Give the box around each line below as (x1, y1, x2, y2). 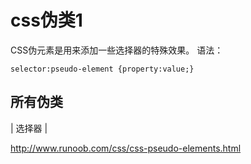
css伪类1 (10, 9, 83, 32)
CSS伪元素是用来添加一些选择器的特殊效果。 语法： (10, 44, 224, 56)
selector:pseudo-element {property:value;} (10, 64, 195, 74)
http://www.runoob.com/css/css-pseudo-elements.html (10, 142, 242, 154)
